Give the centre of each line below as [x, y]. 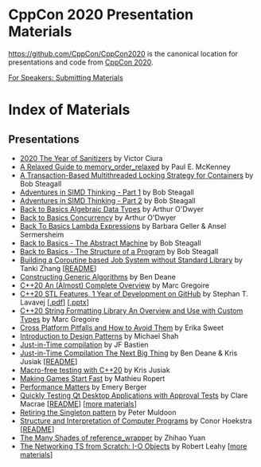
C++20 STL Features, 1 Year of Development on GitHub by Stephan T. [134, 293]
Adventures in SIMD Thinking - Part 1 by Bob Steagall [107, 192]
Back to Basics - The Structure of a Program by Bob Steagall [119, 251]
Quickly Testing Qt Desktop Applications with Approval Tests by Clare [134, 395]
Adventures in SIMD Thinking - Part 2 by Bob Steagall [108, 200]
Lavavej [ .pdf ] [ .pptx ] [55, 302]
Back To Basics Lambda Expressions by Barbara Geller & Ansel [123, 226]
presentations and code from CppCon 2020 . [81, 62]
